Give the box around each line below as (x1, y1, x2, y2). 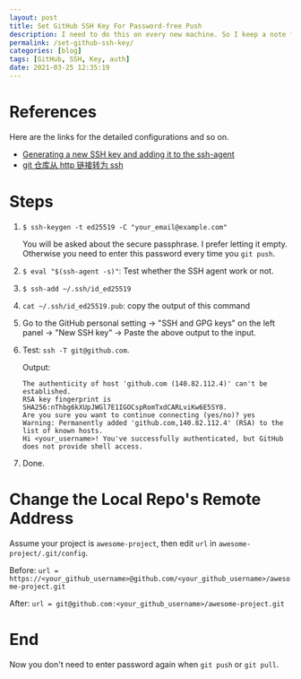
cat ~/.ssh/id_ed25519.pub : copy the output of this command (21, 300, 251, 310)
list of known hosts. (21, 426, 103, 435)
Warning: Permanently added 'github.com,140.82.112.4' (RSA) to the (21, 418, 284, 427)
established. (21, 387, 72, 396)
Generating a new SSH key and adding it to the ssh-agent (21, 149, 235, 160)
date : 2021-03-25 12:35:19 (9, 64, 110, 73)
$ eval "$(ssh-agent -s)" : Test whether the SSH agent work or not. (21, 266, 274, 276)
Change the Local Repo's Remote (9, 489, 262, 509)
